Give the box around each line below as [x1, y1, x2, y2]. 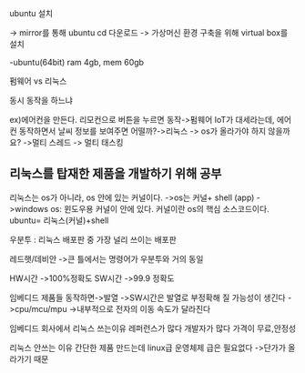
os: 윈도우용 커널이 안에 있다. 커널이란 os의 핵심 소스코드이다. [49, 203, 270, 214]
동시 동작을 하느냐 [9, 95, 73, 106]
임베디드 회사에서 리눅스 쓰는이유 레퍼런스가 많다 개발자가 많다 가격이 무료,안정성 [9, 322, 297, 334]
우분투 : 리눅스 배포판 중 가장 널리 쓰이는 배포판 [9, 234, 178, 245]
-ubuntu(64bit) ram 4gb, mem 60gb [9, 57, 144, 67]
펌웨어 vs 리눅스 [9, 76, 67, 86]
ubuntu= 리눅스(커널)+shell [9, 215, 109, 226]
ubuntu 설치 [9, 8, 53, 18]
